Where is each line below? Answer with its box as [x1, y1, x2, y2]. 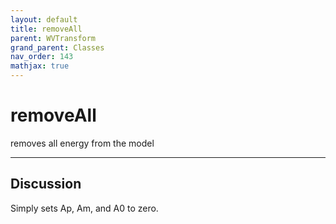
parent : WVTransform [10, 33, 97, 43]
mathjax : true [10, 61, 70, 71]
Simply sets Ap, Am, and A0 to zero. [10, 202, 159, 214]
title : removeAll [10, 24, 83, 34]
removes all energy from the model [10, 137, 155, 149]
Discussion [10, 176, 82, 193]
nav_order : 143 [10, 52, 74, 62]
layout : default [10, 14, 78, 25]
